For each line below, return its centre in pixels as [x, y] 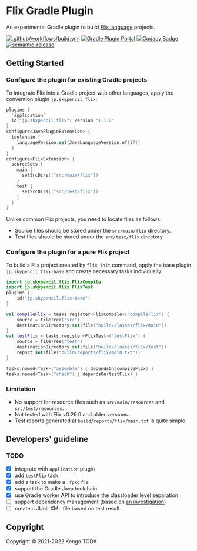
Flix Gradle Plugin [50, 11]
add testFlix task [36, 475]
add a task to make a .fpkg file [52, 482]
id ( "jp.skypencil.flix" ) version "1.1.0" [63, 121]
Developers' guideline [47, 439]
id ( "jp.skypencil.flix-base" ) [54, 298]
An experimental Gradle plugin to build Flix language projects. [81, 27]
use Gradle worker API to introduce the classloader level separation [96, 495]
